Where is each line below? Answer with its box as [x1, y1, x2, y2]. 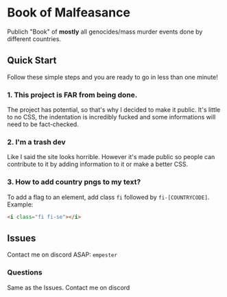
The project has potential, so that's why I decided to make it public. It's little [7, 106, 221, 114]
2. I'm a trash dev [7, 137, 67, 147]
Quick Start [7, 55, 57, 67]
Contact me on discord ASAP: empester [7, 250, 118, 259]
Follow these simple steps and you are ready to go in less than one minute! [7, 73, 218, 81]
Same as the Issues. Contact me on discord [7, 283, 130, 292]
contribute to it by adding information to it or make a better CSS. [7, 160, 189, 169]
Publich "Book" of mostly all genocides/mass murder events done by [7, 27, 203, 36]
